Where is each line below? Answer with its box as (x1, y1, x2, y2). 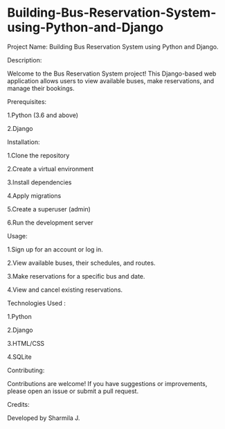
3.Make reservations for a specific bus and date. (7, 272, 145, 280)
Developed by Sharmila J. (7, 414, 80, 422)
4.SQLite (7, 352, 33, 361)
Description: (7, 55, 42, 64)
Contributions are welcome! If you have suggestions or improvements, (7, 379, 208, 387)
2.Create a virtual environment (7, 164, 93, 173)
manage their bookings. (7, 84, 75, 92)
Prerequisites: (7, 97, 47, 105)
